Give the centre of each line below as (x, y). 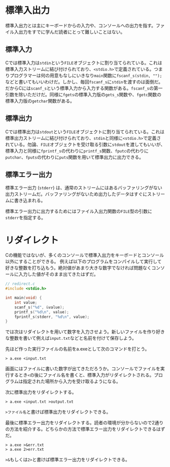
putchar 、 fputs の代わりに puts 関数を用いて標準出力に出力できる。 (74, 157)
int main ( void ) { (24, 298)
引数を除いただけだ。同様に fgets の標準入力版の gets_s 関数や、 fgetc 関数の (83, 94)
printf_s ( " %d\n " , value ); (42, 312)
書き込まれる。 (30, 200)
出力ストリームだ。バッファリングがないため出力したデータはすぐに (76, 194)
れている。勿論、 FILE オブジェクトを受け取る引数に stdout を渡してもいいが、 (85, 144)
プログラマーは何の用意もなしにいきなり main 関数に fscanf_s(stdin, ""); (86, 75)
